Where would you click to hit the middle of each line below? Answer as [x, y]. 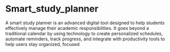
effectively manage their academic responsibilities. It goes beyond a [77, 28]
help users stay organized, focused [42, 44]
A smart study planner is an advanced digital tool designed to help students [85, 23]
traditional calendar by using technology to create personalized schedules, [84, 33]
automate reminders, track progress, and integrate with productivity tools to [85, 39]
